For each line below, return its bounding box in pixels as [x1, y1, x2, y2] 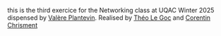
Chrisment [7, 21, 37, 29]
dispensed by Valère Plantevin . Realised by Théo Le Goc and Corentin [7, 13, 210, 22]
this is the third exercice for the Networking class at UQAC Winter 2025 [7, 6, 215, 14]
